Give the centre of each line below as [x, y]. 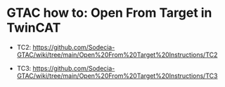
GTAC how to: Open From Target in [109, 13]
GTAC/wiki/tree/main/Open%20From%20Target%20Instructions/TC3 [117, 76]
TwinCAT [34, 28]
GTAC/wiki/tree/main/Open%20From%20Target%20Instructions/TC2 [117, 55]
